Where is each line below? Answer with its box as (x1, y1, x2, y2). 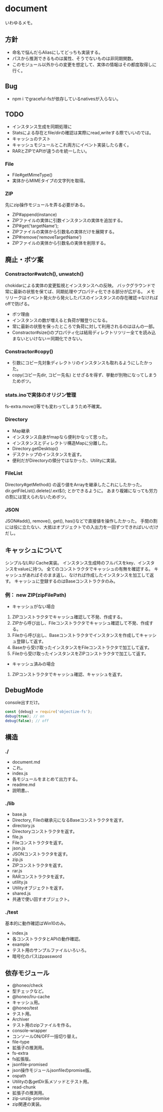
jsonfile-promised (12, 1061, 48, 1067)
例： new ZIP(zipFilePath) (5, 591, 67, 598)
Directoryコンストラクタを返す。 (12, 828, 77, 834)
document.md (12, 759, 40, 765)
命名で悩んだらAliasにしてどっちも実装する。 (12, 49, 103, 55)
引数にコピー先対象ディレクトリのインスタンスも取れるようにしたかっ (12, 360, 153, 366)
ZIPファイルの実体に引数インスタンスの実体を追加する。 (12, 217, 126, 223)
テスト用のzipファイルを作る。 (12, 1022, 74, 1028)
